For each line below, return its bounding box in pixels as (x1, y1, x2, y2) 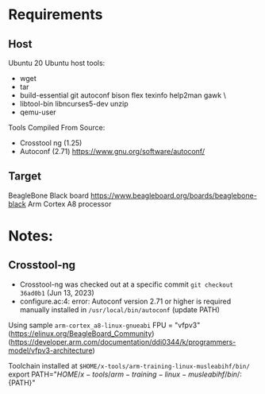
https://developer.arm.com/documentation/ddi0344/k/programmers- (10, 337, 236, 346)
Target (8, 169, 42, 183)
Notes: (8, 227, 54, 245)
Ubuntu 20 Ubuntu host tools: (8, 58, 106, 68)
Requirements (8, 6, 103, 24)
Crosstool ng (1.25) (19, 138, 83, 148)
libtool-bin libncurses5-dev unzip (19, 99, 129, 108)
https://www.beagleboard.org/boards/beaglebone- (90, 191, 258, 200)
